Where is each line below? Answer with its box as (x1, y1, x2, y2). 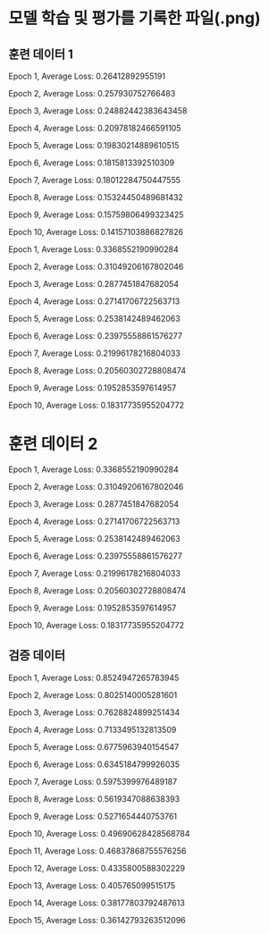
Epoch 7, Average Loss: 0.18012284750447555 (8, 175, 181, 185)
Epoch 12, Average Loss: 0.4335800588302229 (8, 862, 186, 873)
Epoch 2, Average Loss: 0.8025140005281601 (8, 689, 178, 700)
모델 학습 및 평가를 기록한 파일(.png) (8, 8, 261, 29)
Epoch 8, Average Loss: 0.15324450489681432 (8, 192, 184, 202)
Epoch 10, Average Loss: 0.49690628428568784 (8, 828, 190, 838)
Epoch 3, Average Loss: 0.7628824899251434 (8, 707, 181, 718)
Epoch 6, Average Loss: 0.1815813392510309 (8, 157, 175, 168)
